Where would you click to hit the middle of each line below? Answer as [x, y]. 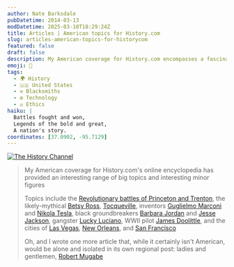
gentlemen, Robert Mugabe [63, 257]
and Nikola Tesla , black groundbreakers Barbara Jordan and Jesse [120, 213]
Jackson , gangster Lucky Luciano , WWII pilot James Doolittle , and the [125, 221]
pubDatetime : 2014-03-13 [43, 20]
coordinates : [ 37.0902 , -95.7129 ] [57, 137]
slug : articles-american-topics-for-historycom [78, 40]
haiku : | [20, 111]
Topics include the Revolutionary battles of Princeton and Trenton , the [125, 199]
